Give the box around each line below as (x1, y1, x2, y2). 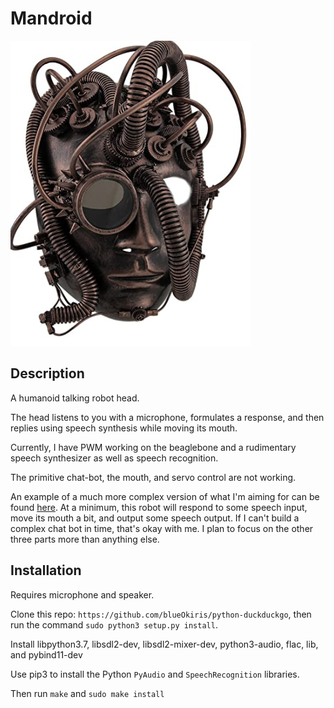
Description (10, 365, 85, 382)
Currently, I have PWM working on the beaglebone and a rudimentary (10, 441, 297, 453)
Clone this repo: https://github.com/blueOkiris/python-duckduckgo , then (10, 608, 312, 620)
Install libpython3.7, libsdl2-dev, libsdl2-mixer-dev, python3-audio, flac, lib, (10, 638, 319, 650)
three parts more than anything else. (10, 533, 160, 545)
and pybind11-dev (10, 648, 83, 661)
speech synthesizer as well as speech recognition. (10, 452, 219, 464)
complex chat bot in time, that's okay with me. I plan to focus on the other (10, 522, 314, 534)
